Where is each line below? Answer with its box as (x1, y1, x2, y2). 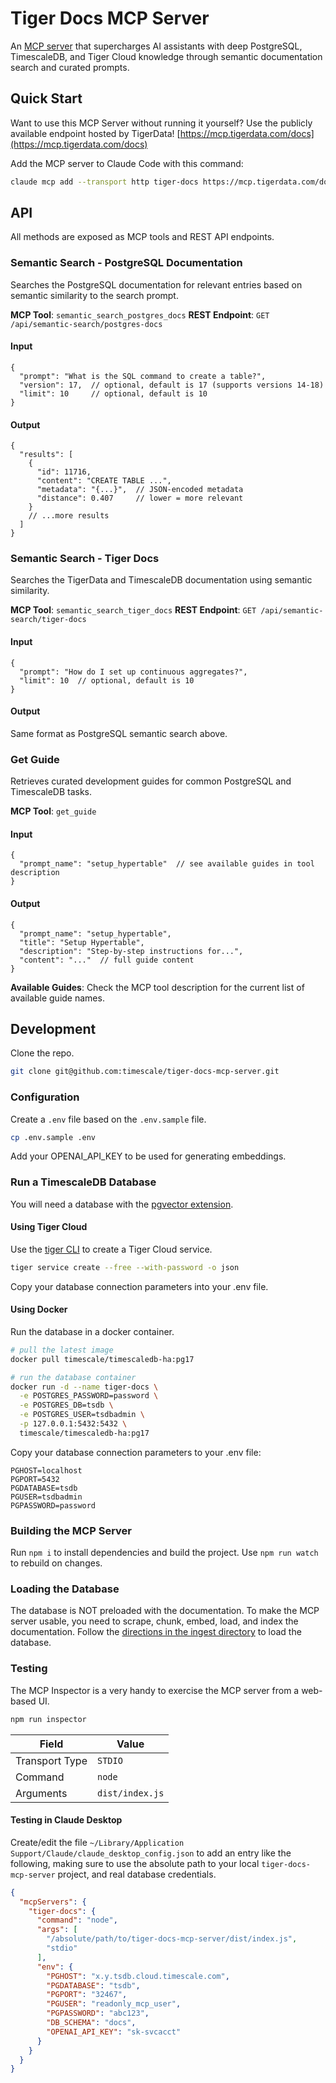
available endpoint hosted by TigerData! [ (10, 127, 181, 139)
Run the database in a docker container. (10, 1325, 175, 1337)
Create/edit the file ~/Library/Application (10, 1836, 185, 1848)
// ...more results (28, 511, 110, 521)
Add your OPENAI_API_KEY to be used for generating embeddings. (10, 1150, 287, 1162)
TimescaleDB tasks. (10, 786, 92, 798)
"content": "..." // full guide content (19, 955, 195, 965)
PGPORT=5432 (10, 1474, 60, 1484)
